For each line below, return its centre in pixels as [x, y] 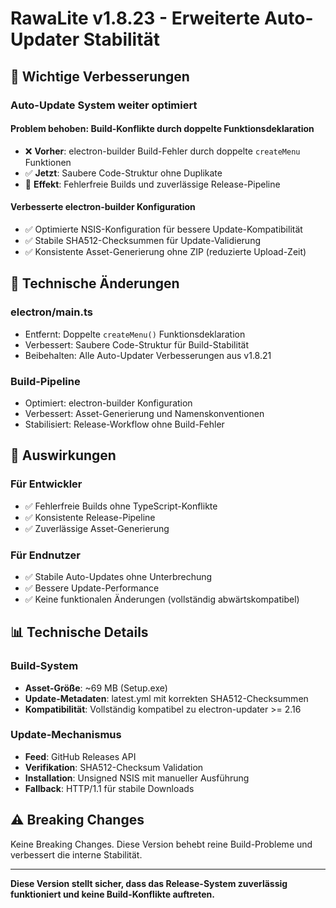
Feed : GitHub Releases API [80, 756]
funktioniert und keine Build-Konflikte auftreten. [112, 894]
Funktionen [48, 162]
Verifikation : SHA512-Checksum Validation [114, 767]
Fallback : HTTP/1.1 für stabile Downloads [109, 788]
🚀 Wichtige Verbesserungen [100, 76]
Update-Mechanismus [66, 735]
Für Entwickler [46, 484]
